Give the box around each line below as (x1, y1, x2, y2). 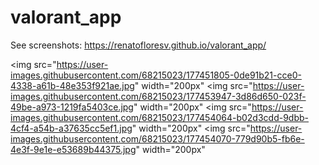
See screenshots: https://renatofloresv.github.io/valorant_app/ (10, 39, 267, 51)
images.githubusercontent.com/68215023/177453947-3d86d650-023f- (10, 90, 307, 102)
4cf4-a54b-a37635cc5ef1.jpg (10, 122, 133, 134)
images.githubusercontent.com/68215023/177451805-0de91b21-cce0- (10, 69, 302, 81)
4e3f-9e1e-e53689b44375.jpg (10, 143, 137, 155)
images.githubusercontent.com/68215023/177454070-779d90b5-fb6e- (10, 132, 305, 145)
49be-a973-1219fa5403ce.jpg (10, 101, 134, 113)
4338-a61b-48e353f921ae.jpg (10, 79, 135, 91)
